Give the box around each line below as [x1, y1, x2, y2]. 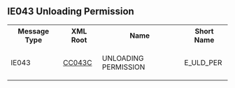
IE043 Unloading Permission [7, 6, 134, 17]
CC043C [62, 57, 92, 67]
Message [17, 26, 50, 36]
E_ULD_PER [184, 57, 222, 67]
